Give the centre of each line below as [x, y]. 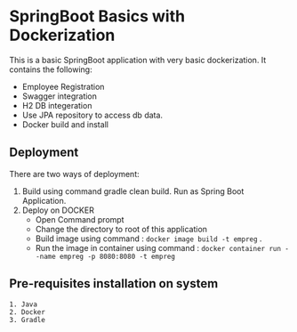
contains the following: [51, 69]
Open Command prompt [80, 219]
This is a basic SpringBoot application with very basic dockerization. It [138, 60]
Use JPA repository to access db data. [92, 115]
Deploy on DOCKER [58, 210]
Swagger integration [60, 96]
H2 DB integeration [57, 105]
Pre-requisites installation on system [114, 283]
